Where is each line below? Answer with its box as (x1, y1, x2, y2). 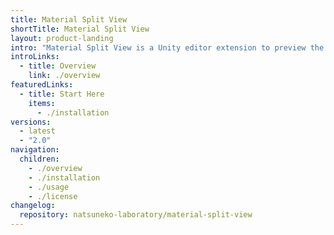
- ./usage (28, 182, 70, 192)
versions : (10, 117, 52, 127)
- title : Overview (19, 61, 97, 71)
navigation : (10, 145, 60, 155)
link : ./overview (28, 71, 101, 81)
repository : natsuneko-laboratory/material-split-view (19, 210, 253, 220)
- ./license (28, 191, 78, 201)
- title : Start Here (19, 89, 105, 99)
